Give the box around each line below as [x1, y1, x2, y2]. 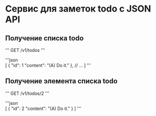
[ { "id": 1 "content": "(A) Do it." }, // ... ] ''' [5, 63, 92, 68]
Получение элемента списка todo [5, 77, 118, 86]
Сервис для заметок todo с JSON [5, 3, 151, 15]
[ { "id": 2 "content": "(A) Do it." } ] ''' [5, 105, 82, 111]
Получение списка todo [5, 34, 84, 42]
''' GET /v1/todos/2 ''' [5, 90, 49, 96]
